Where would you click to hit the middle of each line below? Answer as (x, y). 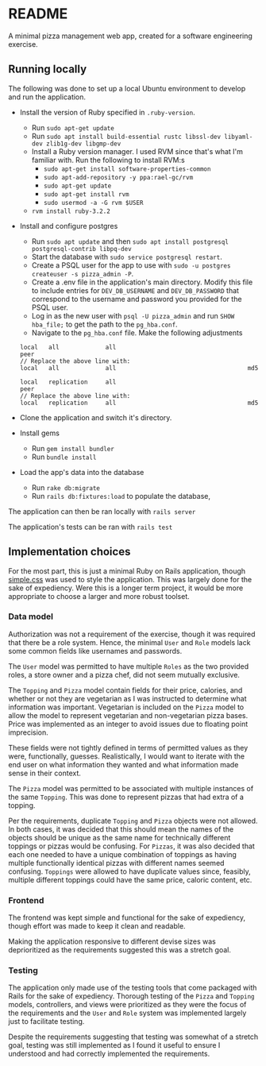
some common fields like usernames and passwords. (95, 651)
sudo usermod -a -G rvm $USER (93, 203)
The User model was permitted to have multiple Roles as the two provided (129, 666)
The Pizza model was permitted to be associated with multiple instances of (131, 788)
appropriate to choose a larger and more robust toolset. (99, 596)
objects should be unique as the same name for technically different (120, 837)
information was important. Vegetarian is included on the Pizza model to (126, 707)
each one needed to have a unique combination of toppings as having (122, 854)
